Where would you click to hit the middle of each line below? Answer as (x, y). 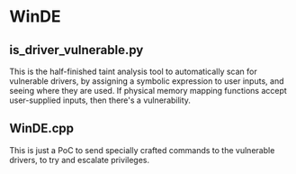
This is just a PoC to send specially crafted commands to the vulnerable (142, 150)
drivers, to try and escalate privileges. (80, 160)
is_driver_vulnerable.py (76, 50)
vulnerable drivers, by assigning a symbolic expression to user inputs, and (147, 81)
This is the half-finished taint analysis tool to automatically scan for (134, 71)
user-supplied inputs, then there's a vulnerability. (100, 100)
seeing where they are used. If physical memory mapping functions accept (148, 91)
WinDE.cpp (42, 128)
